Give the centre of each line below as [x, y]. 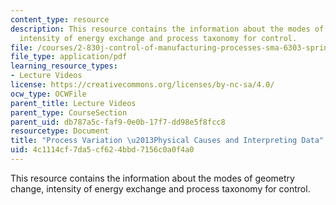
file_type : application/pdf [69, 57]
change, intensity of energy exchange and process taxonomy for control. [160, 188]
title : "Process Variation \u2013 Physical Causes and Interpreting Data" [167, 141]
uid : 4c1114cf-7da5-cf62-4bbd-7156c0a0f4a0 [102, 150]
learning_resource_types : [64, 66]
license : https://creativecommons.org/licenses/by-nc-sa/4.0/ [142, 85]
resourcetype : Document [60, 131]
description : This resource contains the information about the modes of [167, 29]
